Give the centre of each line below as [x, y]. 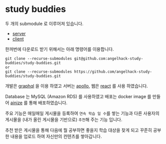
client [18, 39]
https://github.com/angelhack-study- [113, 72]
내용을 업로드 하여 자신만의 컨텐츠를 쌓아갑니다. [56, 136]
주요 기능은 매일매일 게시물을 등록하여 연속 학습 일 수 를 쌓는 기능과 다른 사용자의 [83, 113]
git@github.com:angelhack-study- [108, 58]
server [19, 33]
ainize [16, 103]
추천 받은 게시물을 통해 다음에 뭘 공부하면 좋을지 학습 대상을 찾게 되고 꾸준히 [79, 130]
